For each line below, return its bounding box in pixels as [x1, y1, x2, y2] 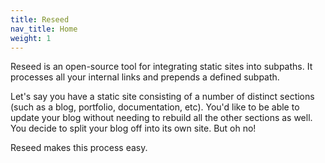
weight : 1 [10, 33, 52, 43]
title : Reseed [10, 14, 70, 25]
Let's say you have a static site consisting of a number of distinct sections [10, 91, 315, 103]
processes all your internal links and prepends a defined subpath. [10, 71, 280, 83]
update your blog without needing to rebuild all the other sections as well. [10, 112, 313, 124]
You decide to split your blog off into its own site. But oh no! [10, 122, 257, 135]
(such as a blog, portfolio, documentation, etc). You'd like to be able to [10, 101, 300, 113]
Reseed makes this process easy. [10, 142, 148, 154]
